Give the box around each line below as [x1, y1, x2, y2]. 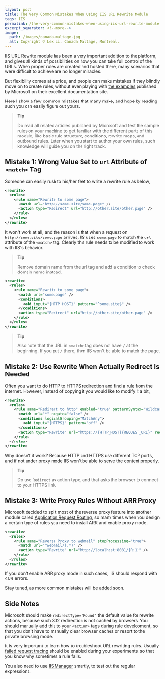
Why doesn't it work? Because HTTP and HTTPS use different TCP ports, [5, 452, 153, 458]
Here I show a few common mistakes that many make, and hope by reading [5, 98, 158, 104]
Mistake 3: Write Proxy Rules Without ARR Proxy [5, 496, 156, 505]
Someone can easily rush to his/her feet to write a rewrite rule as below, [5, 178, 151, 184]
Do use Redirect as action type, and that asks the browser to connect [17, 476, 158, 483]
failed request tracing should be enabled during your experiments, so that [5, 648, 154, 654]
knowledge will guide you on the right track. [17, 143, 107, 149]
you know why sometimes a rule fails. [5, 653, 81, 659]
